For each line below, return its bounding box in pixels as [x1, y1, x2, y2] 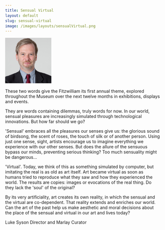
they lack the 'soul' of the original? [5, 184, 75, 190]
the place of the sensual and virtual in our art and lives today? [5, 209, 131, 216]
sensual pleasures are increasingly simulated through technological [5, 113, 142, 119]
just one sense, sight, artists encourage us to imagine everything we [5, 138, 144, 144]
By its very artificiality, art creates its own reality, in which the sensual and [5, 194, 155, 200]
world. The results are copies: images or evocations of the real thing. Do [5, 179, 152, 185]
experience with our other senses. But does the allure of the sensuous [5, 144, 148, 149]
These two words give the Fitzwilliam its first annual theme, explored [5, 88, 144, 94]
